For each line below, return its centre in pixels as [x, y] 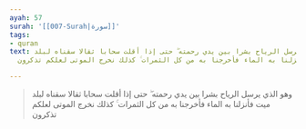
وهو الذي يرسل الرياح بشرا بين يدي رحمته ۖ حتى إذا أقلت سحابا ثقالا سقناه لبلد [162, 94]
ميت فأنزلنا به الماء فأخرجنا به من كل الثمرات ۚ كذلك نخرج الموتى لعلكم [151, 104]
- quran [24, 43]
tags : [20, 35]
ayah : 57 [26, 18]
